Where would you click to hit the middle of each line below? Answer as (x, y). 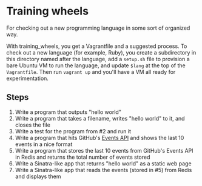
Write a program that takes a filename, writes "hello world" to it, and (100, 118)
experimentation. (27, 78)
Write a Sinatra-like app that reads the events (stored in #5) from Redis (103, 170)
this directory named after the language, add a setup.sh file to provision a (98, 59)
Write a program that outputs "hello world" (68, 112)
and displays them (38, 176)
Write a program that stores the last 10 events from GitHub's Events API (104, 150)
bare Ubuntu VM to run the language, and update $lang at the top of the (96, 65)
